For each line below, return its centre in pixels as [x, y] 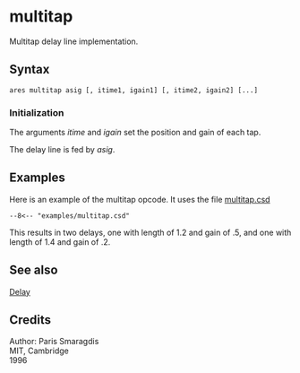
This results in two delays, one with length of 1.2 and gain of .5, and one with [150, 232]
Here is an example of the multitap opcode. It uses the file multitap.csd [140, 199]
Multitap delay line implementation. [74, 41]
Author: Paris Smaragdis [54, 342]
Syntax [30, 69]
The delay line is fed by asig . [62, 150]
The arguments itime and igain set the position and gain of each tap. [135, 133]
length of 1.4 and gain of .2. [60, 242]
